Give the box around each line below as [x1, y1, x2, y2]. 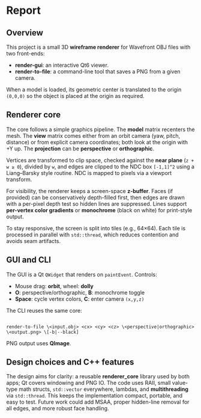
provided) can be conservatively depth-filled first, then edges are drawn [6, 194, 185, 201]
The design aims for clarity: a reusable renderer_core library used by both [6, 373, 190, 380]
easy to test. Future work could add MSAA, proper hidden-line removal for [6, 398, 190, 406]
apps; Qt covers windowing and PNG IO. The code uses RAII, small [6, 380, 171, 387]
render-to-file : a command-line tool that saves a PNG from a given [14, 68, 181, 75]
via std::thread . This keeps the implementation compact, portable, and [6, 392, 183, 399]
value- [172, 380, 188, 387]
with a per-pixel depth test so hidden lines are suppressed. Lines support [6, 200, 187, 207]
